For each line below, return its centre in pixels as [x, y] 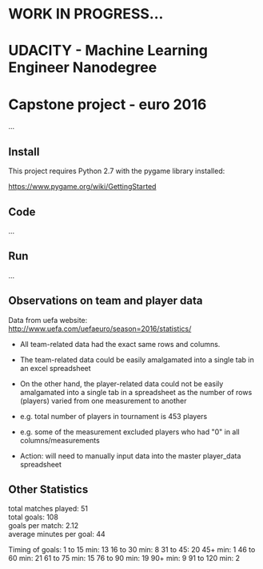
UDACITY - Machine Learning [108, 51]
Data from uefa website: [48, 320]
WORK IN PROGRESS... [86, 14]
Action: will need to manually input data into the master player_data [130, 456]
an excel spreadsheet [55, 368]
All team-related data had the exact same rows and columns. [120, 344]
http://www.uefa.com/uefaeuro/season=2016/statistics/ [100, 329]
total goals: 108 [33, 517]
